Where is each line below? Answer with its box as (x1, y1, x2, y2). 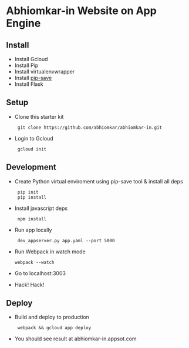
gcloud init (17, 146, 47, 152)
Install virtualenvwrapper (14, 68, 75, 75)
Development (6, 162, 57, 172)
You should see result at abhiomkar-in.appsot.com (14, 335, 137, 342)
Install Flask (14, 81, 44, 88)
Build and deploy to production (14, 313, 90, 321)
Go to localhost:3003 (14, 269, 66, 277)
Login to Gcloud (14, 135, 54, 142)
